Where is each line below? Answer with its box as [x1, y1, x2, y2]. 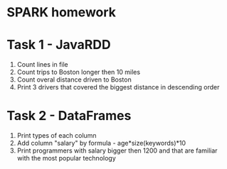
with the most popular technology [16, 154, 117, 163]
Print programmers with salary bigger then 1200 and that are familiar [16, 146, 218, 155]
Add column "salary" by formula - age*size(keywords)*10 [16, 139, 186, 148]
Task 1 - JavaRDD [6, 37, 111, 53]
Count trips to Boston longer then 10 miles [16, 68, 140, 77]
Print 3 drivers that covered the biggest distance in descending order [16, 83, 220, 92]
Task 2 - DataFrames [6, 108, 132, 124]
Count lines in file [16, 60, 68, 69]
